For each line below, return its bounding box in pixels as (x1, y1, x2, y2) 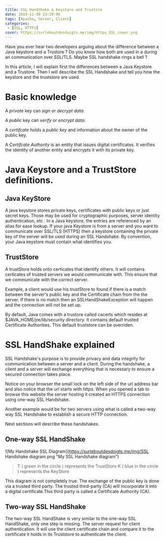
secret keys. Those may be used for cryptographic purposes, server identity (5, 213, 160, 218)
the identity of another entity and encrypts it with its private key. (5, 146, 135, 153)
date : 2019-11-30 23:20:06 (5, 12, 61, 17)
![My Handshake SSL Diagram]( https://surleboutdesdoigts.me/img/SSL (5, 448, 149, 454)
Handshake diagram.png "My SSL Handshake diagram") (5, 453, 119, 459)
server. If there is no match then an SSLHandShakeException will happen (5, 296, 153, 302)
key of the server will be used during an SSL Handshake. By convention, (5, 233, 152, 239)
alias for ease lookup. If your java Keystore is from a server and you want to (5, 223, 159, 229)
